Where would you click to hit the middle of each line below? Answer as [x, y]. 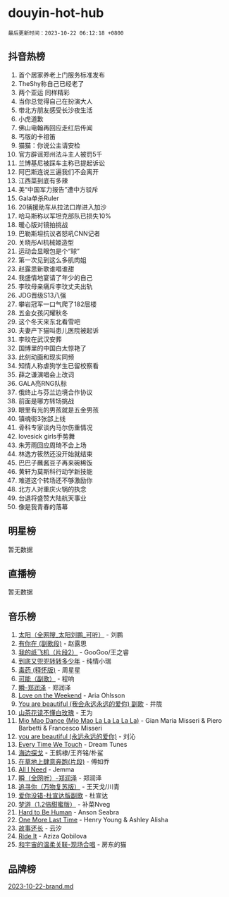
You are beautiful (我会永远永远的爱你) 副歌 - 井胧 [90, 704]
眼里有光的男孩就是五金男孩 [58, 410]
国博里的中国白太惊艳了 [52, 348]
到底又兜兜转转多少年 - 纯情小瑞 [65, 661]
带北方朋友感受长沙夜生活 [55, 110]
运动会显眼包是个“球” [49, 251]
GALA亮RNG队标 [43, 383]
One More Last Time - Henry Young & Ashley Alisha [93, 820]
